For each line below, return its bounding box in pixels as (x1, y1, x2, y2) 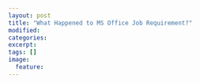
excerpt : (8, 41, 37, 49)
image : (8, 56, 30, 64)
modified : (8, 26, 41, 34)
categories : (8, 33, 47, 42)
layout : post (8, 11, 51, 20)
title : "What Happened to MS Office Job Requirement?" (8, 19, 193, 27)
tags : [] (8, 48, 37, 56)
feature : (15, 63, 44, 71)
